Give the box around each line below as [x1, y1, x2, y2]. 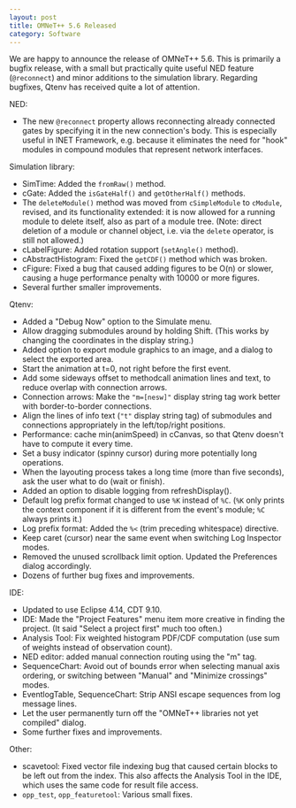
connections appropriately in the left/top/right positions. [21, 419, 226, 430]
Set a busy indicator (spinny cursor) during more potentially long [21, 448, 258, 458]
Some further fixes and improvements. [21, 727, 163, 737]
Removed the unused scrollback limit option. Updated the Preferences [21, 551, 278, 562]
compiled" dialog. [21, 718, 87, 728]
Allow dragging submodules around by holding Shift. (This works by [21, 326, 269, 336]
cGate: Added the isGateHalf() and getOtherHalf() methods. [21, 188, 246, 199]
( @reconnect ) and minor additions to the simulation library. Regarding [9, 73, 258, 83]
